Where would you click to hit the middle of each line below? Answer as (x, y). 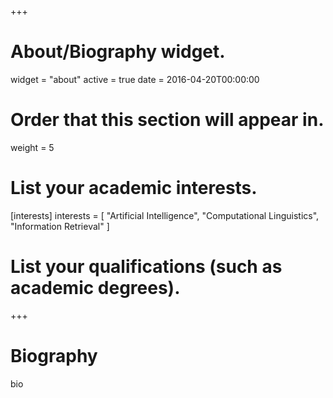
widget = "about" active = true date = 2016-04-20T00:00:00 (135, 79)
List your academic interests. (134, 188)
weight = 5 (32, 147)
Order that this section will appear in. (167, 120)
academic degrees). (95, 288)
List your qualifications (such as (146, 267)
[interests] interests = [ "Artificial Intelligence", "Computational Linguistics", (165, 215)
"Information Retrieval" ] (60, 226)
